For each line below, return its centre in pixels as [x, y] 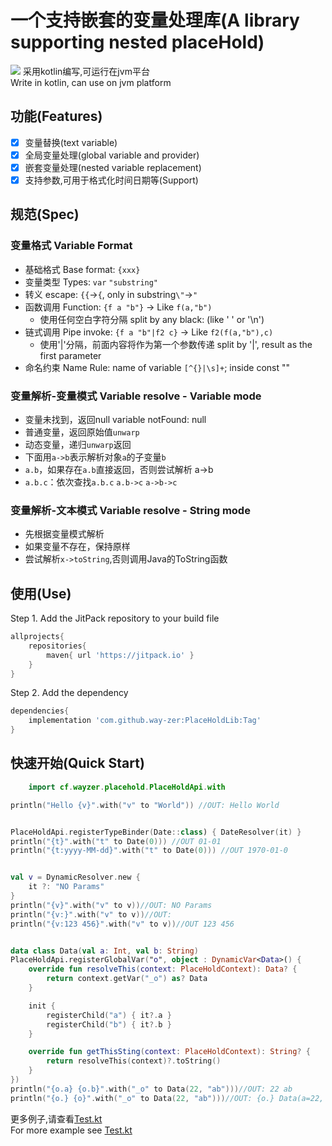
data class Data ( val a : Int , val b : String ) [104, 951]
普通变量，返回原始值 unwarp [82, 432]
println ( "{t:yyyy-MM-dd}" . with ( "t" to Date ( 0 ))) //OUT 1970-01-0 [149, 851]
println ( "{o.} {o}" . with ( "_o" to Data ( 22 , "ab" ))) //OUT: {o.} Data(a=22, [167, 1098]
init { [42, 1006]
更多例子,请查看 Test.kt [56, 1118]
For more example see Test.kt [71, 1130]
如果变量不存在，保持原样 [77, 547]
